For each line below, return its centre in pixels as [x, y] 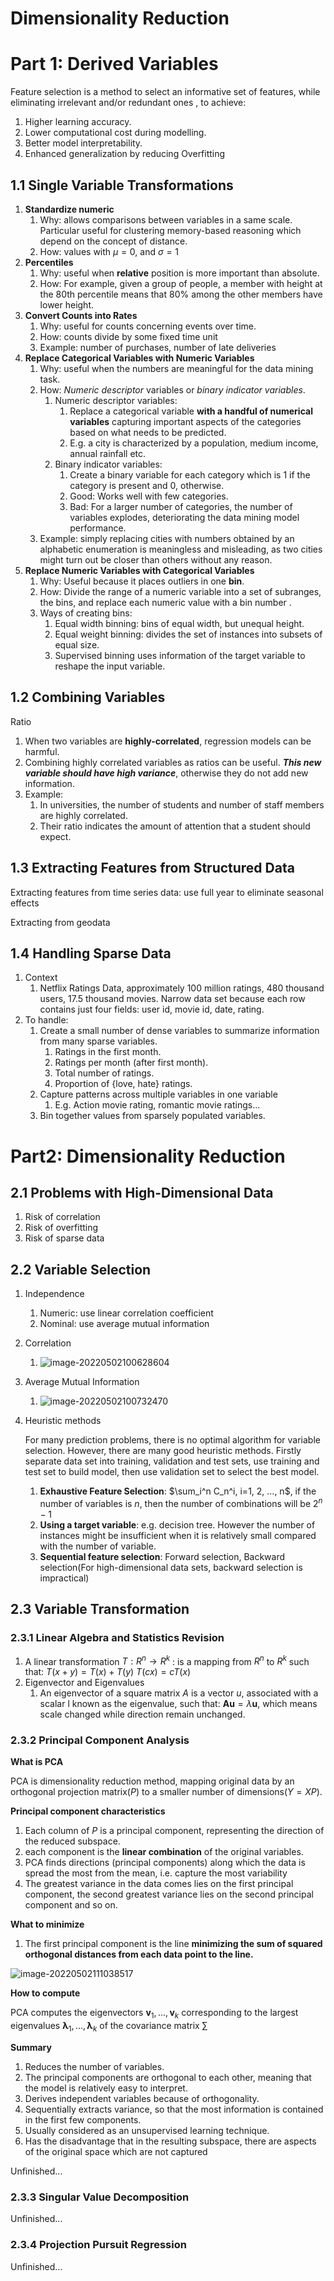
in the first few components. [83, 2120]
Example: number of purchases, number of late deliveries [158, 347]
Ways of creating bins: [86, 613]
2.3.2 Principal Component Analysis [100, 1740]
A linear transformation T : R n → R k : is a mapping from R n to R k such [167, 1660]
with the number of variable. [98, 1546]
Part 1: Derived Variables [114, 64]
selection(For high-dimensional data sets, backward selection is [171, 1567]
